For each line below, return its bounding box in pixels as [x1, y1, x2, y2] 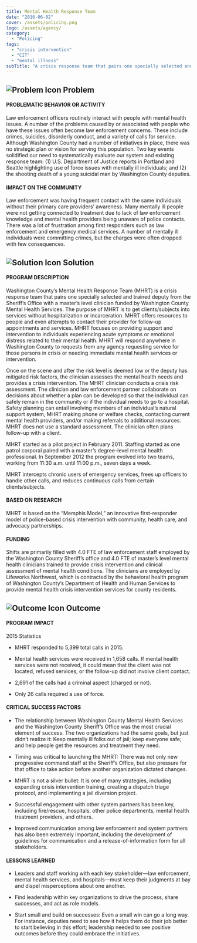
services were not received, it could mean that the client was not [14, 661, 171, 668]
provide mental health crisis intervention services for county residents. [6, 586, 177, 593]
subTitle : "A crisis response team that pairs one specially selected [6, 63, 182, 69]
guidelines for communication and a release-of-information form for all [14, 837, 186, 844]
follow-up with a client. [6, 429, 62, 436]
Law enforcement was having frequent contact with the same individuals [6, 197, 182, 204]
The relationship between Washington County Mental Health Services [14, 716, 184, 724]
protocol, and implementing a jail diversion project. [14, 789, 137, 796]
